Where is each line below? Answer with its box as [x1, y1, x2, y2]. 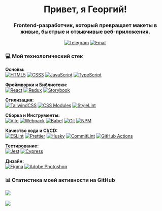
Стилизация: [5, 97, 34, 103]
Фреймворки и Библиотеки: [5, 82, 68, 88]
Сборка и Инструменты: [5, 112, 60, 118]
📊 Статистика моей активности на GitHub [5, 176, 115, 183]
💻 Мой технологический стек [5, 52, 83, 60]
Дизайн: [5, 158, 24, 164]
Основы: [5, 66, 25, 72]
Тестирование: [5, 143, 39, 149]
